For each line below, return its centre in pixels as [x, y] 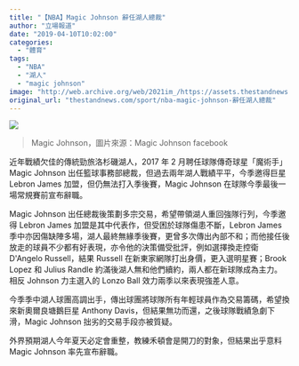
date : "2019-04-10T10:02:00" [63, 34]
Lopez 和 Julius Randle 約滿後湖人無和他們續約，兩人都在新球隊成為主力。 [146, 270]
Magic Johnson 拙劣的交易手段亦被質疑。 [101, 322]
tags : [19, 59]
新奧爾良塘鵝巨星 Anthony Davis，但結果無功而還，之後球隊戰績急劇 [142, 311]
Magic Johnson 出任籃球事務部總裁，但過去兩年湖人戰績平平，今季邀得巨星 [148, 173]
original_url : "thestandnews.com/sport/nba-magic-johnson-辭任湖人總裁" [143, 100]
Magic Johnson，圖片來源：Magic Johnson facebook [129, 143]
